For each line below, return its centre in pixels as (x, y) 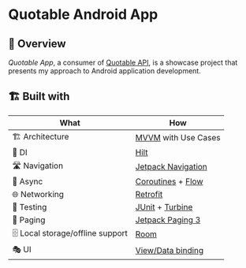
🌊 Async (28, 181)
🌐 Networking (38, 194)
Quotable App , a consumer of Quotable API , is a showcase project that (123, 62)
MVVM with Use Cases (178, 138)
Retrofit (149, 194)
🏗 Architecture (41, 136)
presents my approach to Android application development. (104, 71)
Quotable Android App (83, 15)
